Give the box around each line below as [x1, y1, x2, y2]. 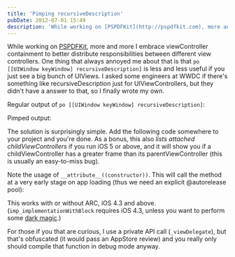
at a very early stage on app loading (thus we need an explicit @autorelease [7, 178, 227, 186]
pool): [7, 186, 24, 194]
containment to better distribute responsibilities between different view [7, 50, 212, 58]
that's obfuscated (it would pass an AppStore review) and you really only [7, 235, 217, 243]
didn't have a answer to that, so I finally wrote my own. [7, 87, 165, 95]
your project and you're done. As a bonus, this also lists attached [7, 135, 195, 143]
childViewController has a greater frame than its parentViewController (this [7, 149, 222, 158]
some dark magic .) [7, 214, 62, 222]
